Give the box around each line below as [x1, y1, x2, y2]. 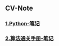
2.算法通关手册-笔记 [5, 35, 54, 42]
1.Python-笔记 [5, 20, 40, 27]
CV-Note [5, 4, 33, 13]
